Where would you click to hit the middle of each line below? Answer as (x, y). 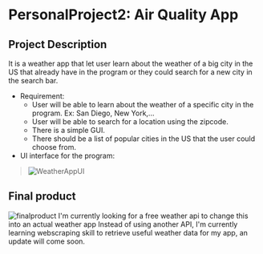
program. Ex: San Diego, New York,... (93, 113)
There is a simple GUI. (69, 130)
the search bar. (33, 81)
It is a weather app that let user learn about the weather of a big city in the (131, 63)
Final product (42, 197)
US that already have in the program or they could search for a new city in (130, 72)
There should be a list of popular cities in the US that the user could (144, 139)
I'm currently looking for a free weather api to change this (153, 216)
